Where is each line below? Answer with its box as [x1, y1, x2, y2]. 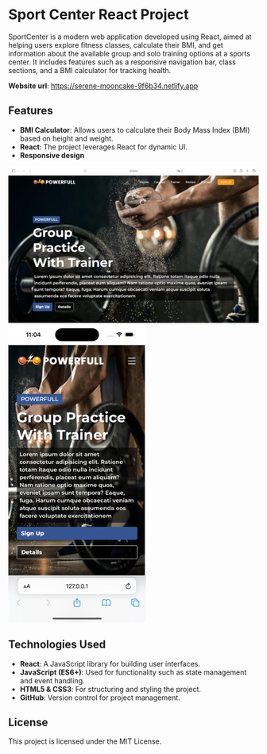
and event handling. [19, 675, 85, 685]
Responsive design [19, 150, 85, 160]
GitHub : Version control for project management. [19, 693, 180, 702]
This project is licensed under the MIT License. [8, 737, 162, 746]
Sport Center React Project [8, 6, 189, 24]
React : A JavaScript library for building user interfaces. [19, 659, 201, 668]
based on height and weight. [19, 133, 114, 143]
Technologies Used [8, 638, 106, 652]
